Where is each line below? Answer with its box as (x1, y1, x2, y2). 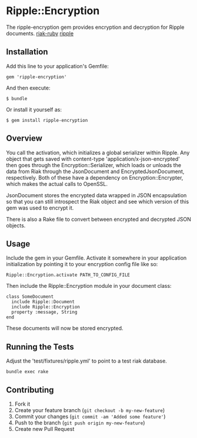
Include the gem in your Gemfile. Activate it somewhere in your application (6, 254, 187, 261)
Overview (6, 134, 43, 144)
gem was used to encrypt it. (6, 204, 74, 211)
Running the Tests (6, 341, 75, 351)
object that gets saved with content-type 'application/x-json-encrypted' (6, 155, 181, 162)
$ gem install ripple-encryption (6, 117, 88, 123)
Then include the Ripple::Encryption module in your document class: (6, 283, 172, 290)
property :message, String (11, 309, 78, 316)
